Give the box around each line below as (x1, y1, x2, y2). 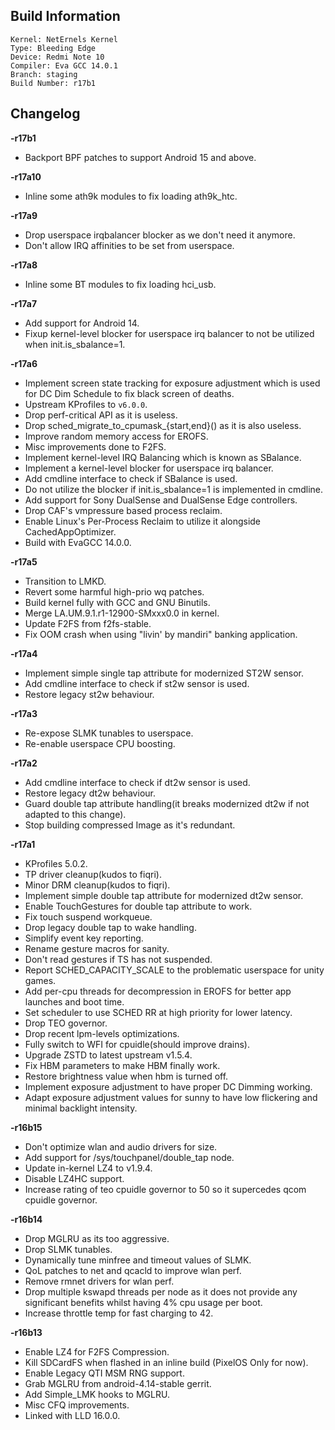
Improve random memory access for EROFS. (24, 430, 209, 442)
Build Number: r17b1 (10, 78, 97, 88)
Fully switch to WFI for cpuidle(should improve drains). (24, 1038, 251, 1050)
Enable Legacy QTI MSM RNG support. (24, 1367, 185, 1379)
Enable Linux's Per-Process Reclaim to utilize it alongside (24, 515, 262, 527)
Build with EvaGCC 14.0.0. (24, 536, 132, 548)
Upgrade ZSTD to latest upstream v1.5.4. (24, 1049, 193, 1061)
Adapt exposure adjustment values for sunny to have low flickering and (24, 1091, 318, 1103)
